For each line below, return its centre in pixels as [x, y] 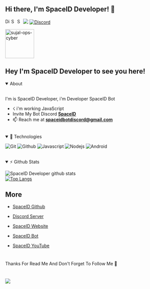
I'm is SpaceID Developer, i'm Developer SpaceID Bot [60, 98]
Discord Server [28, 216]
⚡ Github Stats [25, 161]
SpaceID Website [30, 226]
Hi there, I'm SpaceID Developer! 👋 [60, 9]
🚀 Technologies [26, 136]
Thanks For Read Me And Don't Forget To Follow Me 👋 [61, 263]
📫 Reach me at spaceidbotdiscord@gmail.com [62, 120]
